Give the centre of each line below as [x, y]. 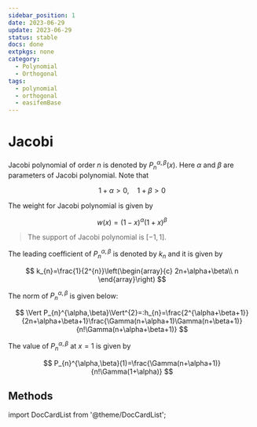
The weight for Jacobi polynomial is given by [81, 206]
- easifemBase [38, 103]
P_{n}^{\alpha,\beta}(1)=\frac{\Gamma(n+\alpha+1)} [138, 363]
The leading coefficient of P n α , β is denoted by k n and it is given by [116, 254]
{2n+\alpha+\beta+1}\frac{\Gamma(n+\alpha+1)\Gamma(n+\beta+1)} [132, 321]
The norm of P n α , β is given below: [63, 296]
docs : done [26, 45]
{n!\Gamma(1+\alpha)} [127, 371]
